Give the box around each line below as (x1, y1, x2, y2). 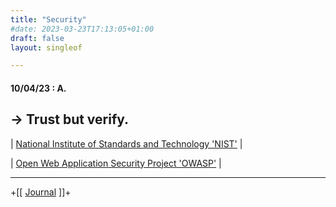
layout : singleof (10, 42, 83, 53)
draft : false (10, 33, 65, 43)
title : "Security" (10, 14, 87, 25)
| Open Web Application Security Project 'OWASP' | (10, 157, 222, 169)
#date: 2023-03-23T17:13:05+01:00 (10, 24, 155, 34)
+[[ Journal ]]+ (10, 186, 72, 198)
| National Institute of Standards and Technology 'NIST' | (10, 137, 243, 150)
